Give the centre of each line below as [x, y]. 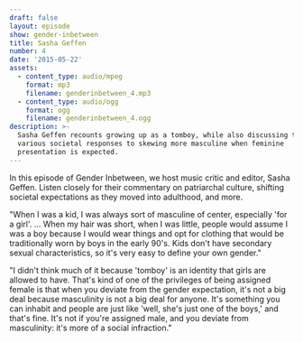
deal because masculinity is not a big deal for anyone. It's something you [145, 299]
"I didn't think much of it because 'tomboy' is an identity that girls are [138, 270]
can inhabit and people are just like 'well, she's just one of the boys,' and [144, 309]
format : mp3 [48, 85]
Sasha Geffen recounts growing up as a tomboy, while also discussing [153, 135]
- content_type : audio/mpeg [70, 77]
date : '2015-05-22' [46, 60]
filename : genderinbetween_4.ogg [88, 118]
